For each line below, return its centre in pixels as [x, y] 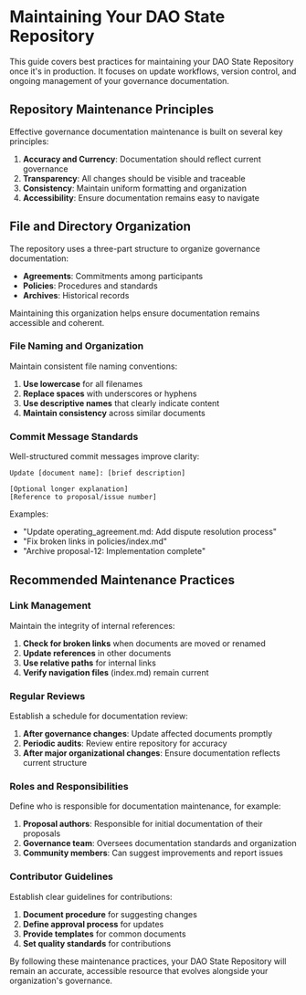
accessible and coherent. [57, 322]
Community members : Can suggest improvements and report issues [153, 853]
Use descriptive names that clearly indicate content [121, 403]
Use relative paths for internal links [90, 663]
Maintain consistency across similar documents [114, 413]
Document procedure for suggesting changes [110, 914]
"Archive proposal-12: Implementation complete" [114, 551]
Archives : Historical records [76, 295]
